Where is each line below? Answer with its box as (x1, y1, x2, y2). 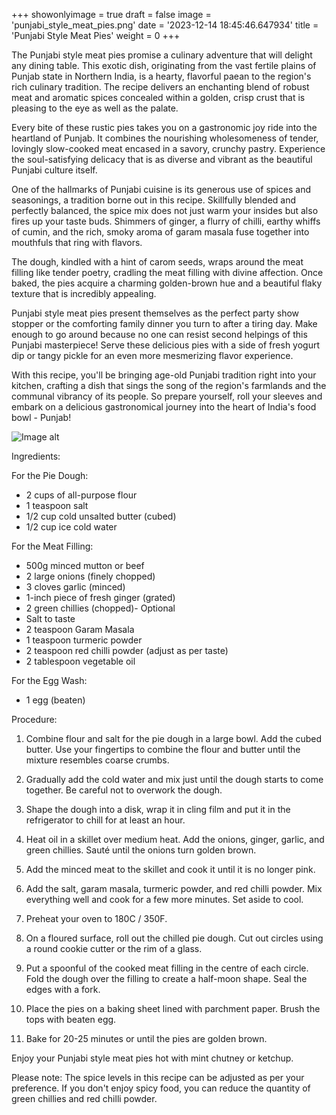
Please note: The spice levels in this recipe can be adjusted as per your (11, 1072, 305, 1083)
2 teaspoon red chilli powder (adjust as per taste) (25, 645, 229, 656)
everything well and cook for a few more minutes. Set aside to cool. (25, 894, 304, 905)
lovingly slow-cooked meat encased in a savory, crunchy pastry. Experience (11, 143, 326, 154)
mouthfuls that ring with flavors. (11, 237, 143, 248)
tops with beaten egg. (25, 1014, 117, 1025)
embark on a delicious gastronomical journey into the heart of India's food (11, 401, 317, 413)
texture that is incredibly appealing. (11, 288, 157, 299)
